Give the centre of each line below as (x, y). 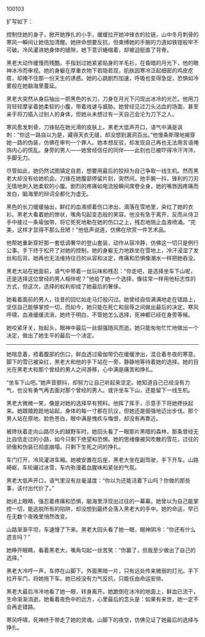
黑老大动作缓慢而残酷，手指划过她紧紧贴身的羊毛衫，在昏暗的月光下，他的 (100, 63)
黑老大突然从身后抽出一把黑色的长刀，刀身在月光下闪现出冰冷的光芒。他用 (100, 99)
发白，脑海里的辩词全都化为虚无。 (49, 194)
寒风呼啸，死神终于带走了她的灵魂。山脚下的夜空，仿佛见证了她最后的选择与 (103, 620)
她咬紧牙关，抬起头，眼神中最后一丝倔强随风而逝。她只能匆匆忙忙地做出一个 (103, 328)
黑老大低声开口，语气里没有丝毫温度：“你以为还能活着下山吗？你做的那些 (99, 481)
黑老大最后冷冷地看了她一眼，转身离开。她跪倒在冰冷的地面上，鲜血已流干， (103, 591)
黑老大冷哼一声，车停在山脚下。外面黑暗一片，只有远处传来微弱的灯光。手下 (103, 571)
